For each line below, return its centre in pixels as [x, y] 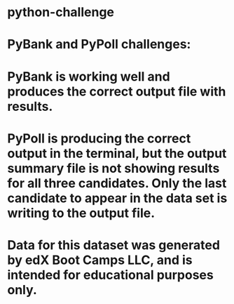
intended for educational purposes [110, 275]
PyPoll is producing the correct [99, 138]
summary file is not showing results [113, 168]
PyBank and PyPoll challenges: [99, 45]
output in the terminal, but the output [117, 153]
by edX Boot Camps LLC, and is [100, 260]
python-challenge [61, 12]
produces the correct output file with [117, 91]
